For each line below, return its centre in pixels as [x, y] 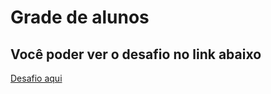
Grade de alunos [80, 17]
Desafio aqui [36, 78]
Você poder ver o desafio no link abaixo [136, 54]
